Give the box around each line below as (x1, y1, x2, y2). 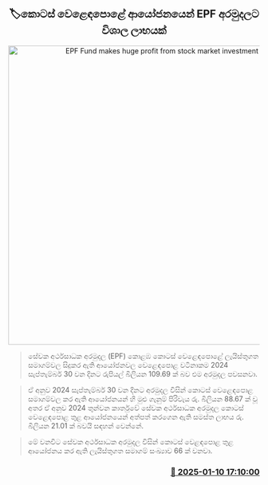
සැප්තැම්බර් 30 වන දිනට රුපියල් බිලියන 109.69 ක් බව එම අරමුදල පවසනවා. (27, 369, 258, 378)
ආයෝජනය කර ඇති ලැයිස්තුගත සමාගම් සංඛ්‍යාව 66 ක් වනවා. (27, 446, 213, 455)
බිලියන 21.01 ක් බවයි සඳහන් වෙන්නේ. (27, 420, 144, 430)
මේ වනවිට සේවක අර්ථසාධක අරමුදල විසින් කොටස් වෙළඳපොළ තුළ (27, 436, 234, 446)
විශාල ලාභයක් (101, 24, 167, 37)
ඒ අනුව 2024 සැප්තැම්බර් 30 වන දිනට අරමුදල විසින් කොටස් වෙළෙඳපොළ (27, 384, 254, 394)
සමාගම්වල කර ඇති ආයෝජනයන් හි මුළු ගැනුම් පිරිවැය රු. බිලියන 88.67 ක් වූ (27, 394, 258, 404)
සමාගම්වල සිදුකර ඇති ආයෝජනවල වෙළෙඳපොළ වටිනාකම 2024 (27, 360, 229, 369)
